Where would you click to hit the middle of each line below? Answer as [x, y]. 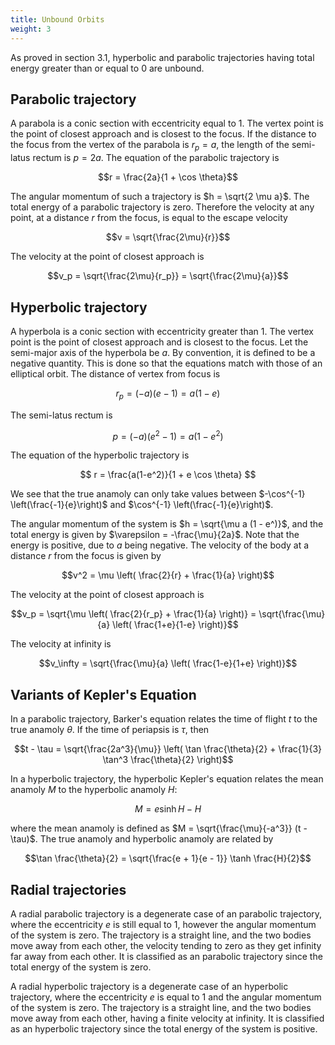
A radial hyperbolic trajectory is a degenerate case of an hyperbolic [149, 986]
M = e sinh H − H [168, 809]
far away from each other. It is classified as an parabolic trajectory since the [166, 956]
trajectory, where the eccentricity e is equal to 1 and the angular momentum [166, 997]
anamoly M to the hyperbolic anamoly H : [94, 790]
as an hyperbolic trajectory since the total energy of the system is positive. [164, 1029]
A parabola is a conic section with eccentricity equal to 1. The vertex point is [167, 123]
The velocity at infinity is [61, 644]
